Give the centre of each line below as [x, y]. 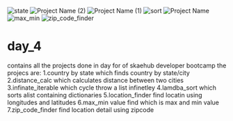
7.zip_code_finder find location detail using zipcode [81, 110]
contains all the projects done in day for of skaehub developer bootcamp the [117, 65]
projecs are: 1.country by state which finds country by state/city [98, 72]
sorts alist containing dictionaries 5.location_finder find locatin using [105, 95]
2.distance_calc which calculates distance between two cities [96, 80]
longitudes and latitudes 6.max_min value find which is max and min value [113, 102]
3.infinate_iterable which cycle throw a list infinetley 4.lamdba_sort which [112, 88]
